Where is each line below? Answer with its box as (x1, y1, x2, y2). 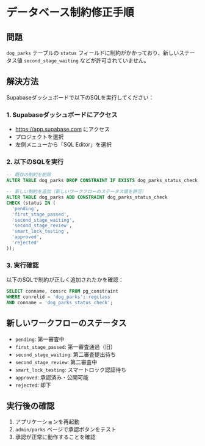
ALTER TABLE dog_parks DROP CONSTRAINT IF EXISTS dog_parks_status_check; (6, 178, 201, 184)
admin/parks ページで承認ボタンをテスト (15, 426, 117, 433)
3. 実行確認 (6, 261, 39, 269)
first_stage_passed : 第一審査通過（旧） (15, 343, 116, 350)
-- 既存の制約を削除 (6, 172, 51, 178)
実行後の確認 (6, 401, 55, 411)
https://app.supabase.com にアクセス (15, 126, 110, 133)
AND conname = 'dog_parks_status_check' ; (6, 299, 113, 305)
